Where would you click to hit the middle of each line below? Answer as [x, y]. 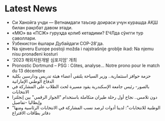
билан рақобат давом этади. [42, 27]
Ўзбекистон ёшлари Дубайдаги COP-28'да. [58, 43]
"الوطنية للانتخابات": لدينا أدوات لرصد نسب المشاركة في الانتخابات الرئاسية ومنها [86, 108]
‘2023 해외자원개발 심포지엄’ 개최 [44, 60]
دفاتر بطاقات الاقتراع [31, 113]
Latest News [31, 9]
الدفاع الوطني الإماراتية [33, 81]
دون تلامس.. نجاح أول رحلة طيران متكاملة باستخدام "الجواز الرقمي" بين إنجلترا [84, 97]
